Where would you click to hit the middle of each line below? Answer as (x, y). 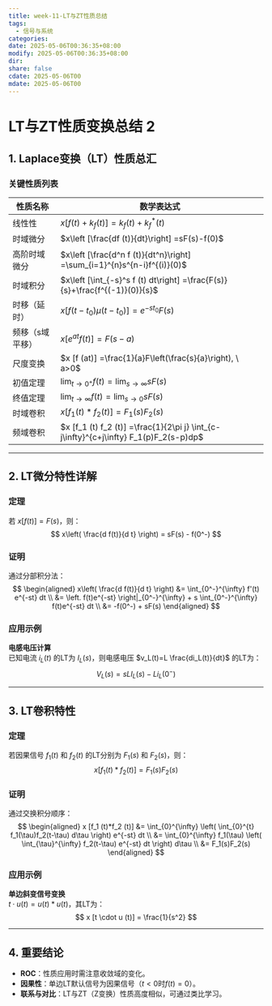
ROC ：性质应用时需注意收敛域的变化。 (85, 974)
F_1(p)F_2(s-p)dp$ (166, 437)
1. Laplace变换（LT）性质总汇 (83, 159)
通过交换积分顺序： (40, 813)
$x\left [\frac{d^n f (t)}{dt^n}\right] (126, 255)
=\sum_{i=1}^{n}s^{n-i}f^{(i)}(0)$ (124, 264)
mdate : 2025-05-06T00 (45, 83)
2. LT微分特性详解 (53, 476)
